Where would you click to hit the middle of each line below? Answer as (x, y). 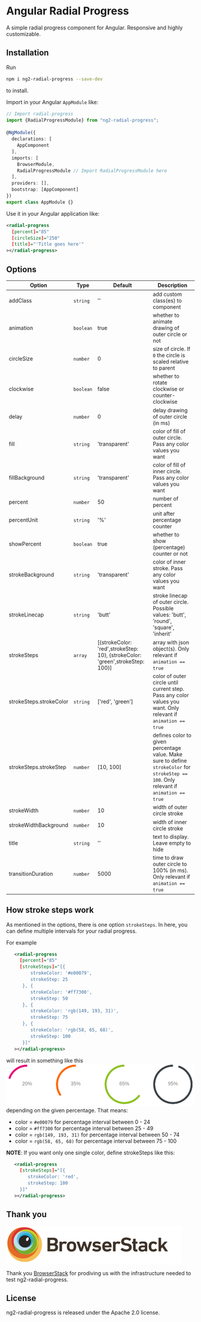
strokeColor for (171, 767)
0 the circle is (169, 355)
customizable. (23, 34)
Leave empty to (172, 843)
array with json (171, 642)
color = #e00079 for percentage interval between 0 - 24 (83, 1122)
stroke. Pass (167, 568)
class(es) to (167, 300)
